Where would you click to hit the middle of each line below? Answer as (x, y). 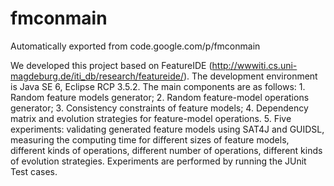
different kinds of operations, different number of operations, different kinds (166, 150)
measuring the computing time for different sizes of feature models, (150, 139)
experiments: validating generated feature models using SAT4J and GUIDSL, (167, 129)
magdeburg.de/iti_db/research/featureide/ (97, 76)
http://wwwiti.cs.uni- (254, 65)
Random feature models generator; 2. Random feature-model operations (160, 97)
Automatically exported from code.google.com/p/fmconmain (135, 46)
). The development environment (250, 76)
